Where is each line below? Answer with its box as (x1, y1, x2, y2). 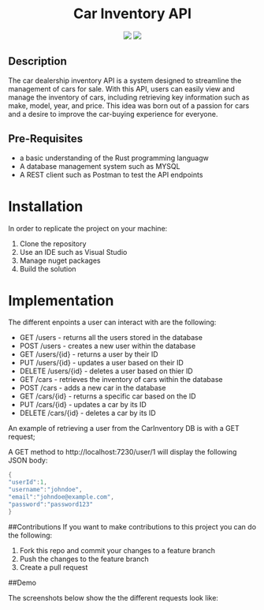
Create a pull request (19, 562, 88, 572)
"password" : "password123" (8, 500, 93, 508)
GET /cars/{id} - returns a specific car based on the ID (19, 391, 196, 401)
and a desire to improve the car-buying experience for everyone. (8, 109, 218, 118)
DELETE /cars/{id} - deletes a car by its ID (19, 408, 156, 418)
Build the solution (19, 264, 76, 273)
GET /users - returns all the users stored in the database (19, 333, 203, 342)
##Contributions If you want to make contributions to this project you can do (8, 522, 257, 531)
